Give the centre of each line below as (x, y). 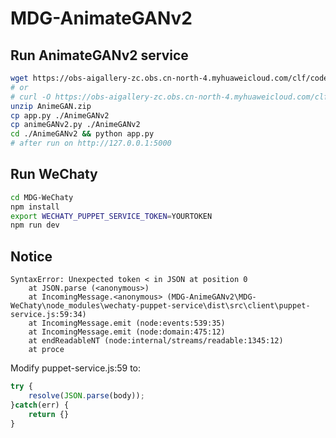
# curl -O (31, 97)
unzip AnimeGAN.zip (51, 106)
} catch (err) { (40, 405)
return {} (49, 414)
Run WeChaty (54, 174)
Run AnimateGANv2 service (99, 55)
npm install (35, 207)
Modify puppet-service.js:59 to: (75, 368)
